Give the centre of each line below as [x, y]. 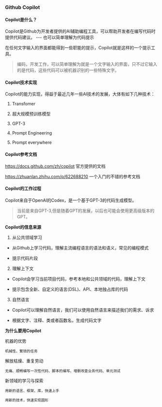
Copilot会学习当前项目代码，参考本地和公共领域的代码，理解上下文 [79, 279]
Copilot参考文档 [21, 154]
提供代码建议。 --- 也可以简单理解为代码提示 [50, 38]
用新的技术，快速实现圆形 [27, 400]
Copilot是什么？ [21, 19]
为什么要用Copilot [23, 330]
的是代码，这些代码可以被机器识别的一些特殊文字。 [68, 70]
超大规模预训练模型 [31, 114]
